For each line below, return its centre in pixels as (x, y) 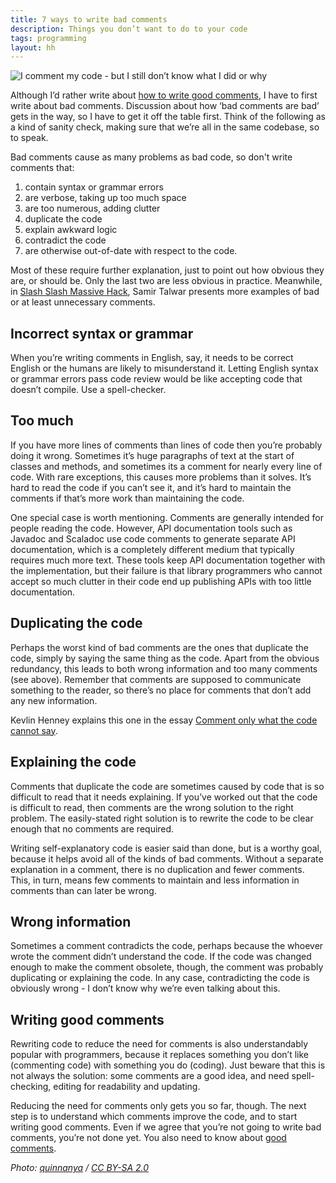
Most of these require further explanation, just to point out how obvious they (167, 270)
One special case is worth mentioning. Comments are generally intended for (167, 517)
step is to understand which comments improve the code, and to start (154, 1117)
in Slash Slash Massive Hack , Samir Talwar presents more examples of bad (165, 292)
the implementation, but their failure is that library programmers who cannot (166, 570)
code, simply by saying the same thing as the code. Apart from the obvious (165, 658)
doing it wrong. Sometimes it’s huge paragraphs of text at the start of (152, 455)
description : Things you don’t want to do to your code (129, 29)
